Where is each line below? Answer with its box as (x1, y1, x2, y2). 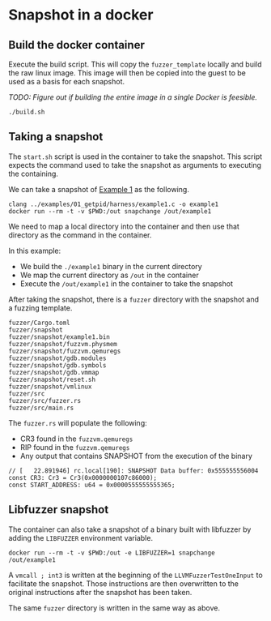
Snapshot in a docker (8, 6, 154, 24)
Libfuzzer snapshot (8, 503, 109, 516)
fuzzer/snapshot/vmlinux (8, 383, 92, 391)
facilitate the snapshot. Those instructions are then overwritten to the (8, 578, 239, 589)
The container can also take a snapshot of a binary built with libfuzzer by (8, 525, 252, 534)
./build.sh (8, 108, 45, 116)
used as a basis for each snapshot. (8, 77, 125, 86)
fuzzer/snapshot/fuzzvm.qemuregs (8, 347, 121, 355)
